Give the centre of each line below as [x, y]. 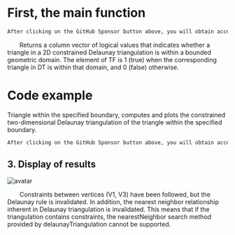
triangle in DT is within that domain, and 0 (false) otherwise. [93, 67]
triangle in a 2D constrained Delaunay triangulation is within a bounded [109, 52]
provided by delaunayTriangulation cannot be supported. [89, 225]
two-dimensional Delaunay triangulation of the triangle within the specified [115, 122]
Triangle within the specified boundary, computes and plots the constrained [116, 115]
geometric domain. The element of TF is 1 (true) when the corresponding [112, 59]
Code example [50, 95]
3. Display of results [52, 165]
